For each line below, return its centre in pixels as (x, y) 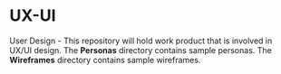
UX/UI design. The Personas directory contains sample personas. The (140, 50)
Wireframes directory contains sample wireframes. (105, 60)
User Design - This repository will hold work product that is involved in (141, 41)
